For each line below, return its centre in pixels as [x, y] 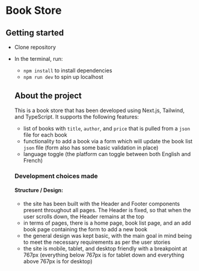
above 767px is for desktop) [58, 261]
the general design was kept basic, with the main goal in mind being [107, 235]
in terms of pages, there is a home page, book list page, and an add [107, 223]
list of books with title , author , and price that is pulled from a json [107, 128]
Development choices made [56, 176]
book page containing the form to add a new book [85, 229]
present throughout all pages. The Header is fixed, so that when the [107, 210]
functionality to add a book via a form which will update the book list [108, 141]
